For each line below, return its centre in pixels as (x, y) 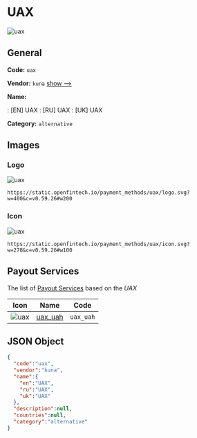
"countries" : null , (40, 415)
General (25, 53)
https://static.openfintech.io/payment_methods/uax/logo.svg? (98, 193)
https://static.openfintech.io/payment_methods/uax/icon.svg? (98, 244)
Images (24, 145)
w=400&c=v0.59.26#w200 (40, 199)
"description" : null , (43, 409)
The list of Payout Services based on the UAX (72, 288)
